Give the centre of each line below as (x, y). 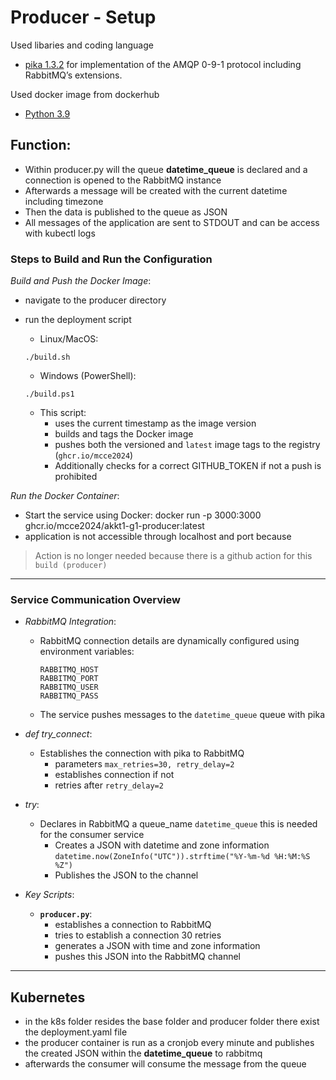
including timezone (64, 201)
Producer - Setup (83, 17)
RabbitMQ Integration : (70, 622)
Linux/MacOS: (69, 339)
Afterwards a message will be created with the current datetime (156, 190)
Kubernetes (48, 997)
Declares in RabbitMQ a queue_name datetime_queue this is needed (178, 824)
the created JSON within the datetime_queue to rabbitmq (143, 1053)
